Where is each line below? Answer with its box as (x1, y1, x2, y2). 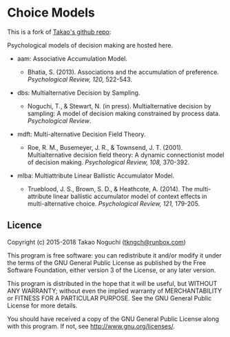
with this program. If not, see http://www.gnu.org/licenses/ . (7, 322, 176, 330)
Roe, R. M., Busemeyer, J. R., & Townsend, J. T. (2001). (27, 143, 183, 151)
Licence (7, 220, 43, 231)
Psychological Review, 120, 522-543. (27, 75, 133, 84)
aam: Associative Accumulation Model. (17, 54, 128, 63)
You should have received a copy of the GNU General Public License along (7, 314, 219, 322)
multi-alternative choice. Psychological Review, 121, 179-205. (27, 199, 200, 208)
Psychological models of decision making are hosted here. (7, 41, 174, 49)
